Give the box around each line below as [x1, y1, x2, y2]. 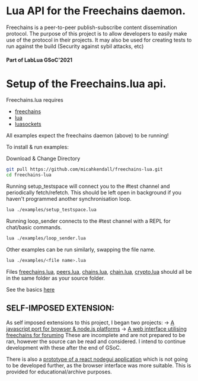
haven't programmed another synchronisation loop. [6, 196, 132, 203]
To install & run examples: [6, 143, 69, 151]
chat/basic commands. [6, 224, 62, 231]
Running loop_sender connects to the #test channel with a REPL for [6, 217, 171, 225]
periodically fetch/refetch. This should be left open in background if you [6, 189, 182, 196]
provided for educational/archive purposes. [6, 368, 113, 375]
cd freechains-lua [6, 172, 52, 178]
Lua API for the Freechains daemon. [6, 4, 186, 18]
